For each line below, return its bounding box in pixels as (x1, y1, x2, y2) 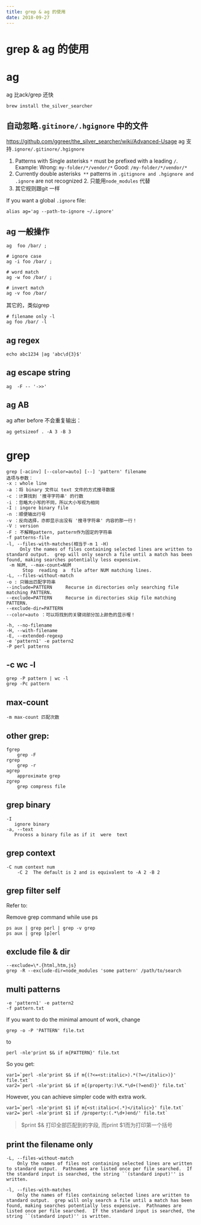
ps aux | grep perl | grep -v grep (6, 925, 96, 931)
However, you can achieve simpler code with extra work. (6, 1093, 147, 1100)
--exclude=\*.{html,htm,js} (6, 962, 77, 969)
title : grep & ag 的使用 (6, 8, 66, 15)
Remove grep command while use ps (6, 913, 98, 921)
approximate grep (17, 773, 61, 779)
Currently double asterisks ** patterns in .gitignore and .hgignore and (14, 170, 194, 178)
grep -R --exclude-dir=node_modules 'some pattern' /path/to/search (6, 968, 182, 974)
